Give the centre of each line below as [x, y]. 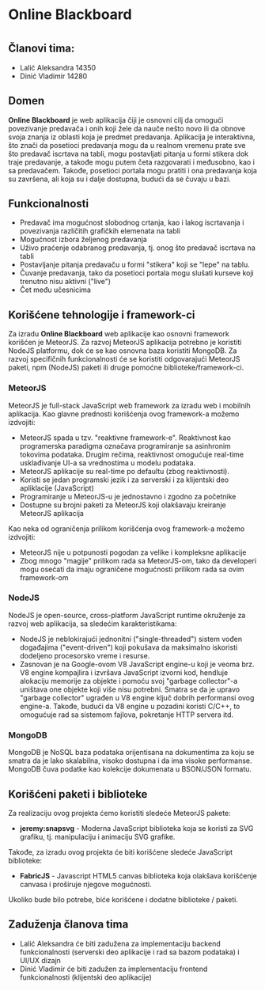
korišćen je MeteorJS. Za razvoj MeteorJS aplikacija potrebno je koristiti [125, 343]
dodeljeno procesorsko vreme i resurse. [85, 655]
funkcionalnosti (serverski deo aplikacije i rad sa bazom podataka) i [129, 952]
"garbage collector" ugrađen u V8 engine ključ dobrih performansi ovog [137, 697]
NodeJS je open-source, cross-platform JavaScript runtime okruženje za [127, 615]
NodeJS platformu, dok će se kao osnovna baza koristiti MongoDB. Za [123, 351]
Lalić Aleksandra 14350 [58, 67]
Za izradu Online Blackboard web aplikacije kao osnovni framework [119, 334]
